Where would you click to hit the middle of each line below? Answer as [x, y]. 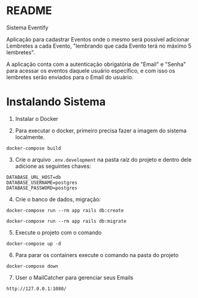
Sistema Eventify [27, 27]
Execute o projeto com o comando [58, 232]
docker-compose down [33, 266]
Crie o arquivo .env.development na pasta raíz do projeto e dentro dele [103, 159]
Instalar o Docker [37, 118]
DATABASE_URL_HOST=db [34, 177]
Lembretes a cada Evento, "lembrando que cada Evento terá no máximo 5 [99, 46]
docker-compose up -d [34, 244]
